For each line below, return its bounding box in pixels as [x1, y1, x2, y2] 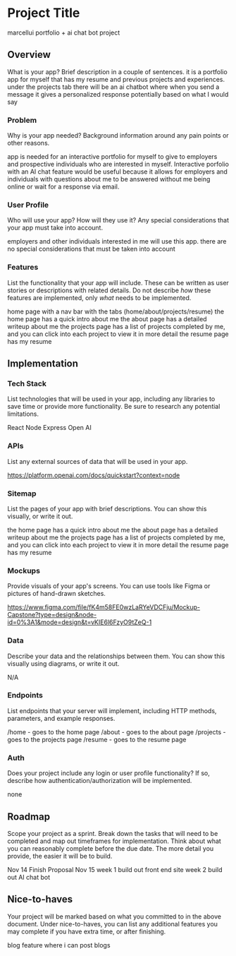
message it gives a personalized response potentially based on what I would [7, 90, 229, 98]
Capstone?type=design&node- [7, 611, 97, 619]
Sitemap [7, 489, 37, 498]
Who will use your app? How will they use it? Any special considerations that [7, 216, 230, 225]
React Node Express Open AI [7, 424, 92, 432]
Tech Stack [7, 378, 47, 388]
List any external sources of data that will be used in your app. [7, 457, 188, 465]
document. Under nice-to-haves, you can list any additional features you [7, 919, 218, 928]
